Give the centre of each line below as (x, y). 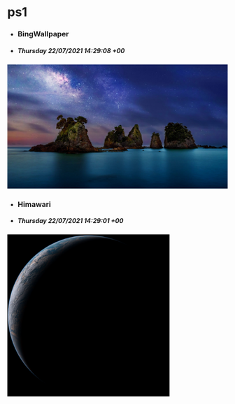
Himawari (34, 204)
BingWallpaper (43, 34)
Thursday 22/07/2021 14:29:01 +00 (70, 221)
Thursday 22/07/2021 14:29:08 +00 (71, 50)
